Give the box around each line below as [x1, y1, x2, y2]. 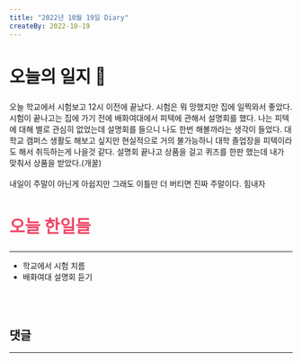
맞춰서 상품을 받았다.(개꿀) [9, 158, 102, 169]
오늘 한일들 [9, 216, 92, 237]
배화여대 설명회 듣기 [22, 271, 93, 283]
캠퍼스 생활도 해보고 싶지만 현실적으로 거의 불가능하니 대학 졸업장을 [25, 136, 262, 146]
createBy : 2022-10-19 [9, 22, 91, 31]
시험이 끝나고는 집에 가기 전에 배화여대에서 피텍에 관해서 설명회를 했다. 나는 [9, 113, 273, 124]
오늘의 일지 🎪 [9, 65, 106, 86]
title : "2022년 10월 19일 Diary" [9, 13, 129, 22]
